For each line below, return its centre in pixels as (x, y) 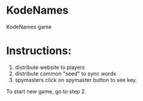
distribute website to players (50, 67)
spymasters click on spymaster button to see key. (76, 80)
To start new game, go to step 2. (46, 91)
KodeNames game (29, 27)
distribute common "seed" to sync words (66, 73)
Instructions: (39, 51)
